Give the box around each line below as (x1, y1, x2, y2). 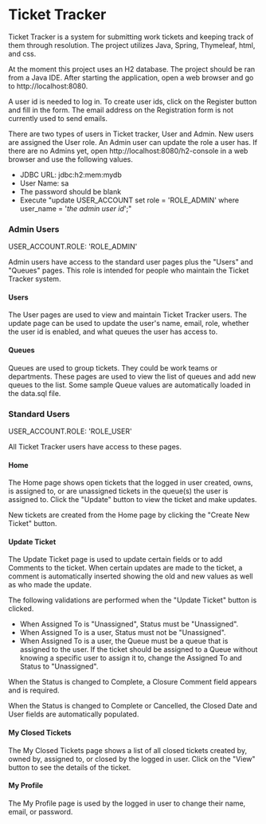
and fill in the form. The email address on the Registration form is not (8, 105, 233, 115)
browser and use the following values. (8, 154, 133, 164)
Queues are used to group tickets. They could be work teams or (8, 363, 217, 372)
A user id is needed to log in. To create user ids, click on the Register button (8, 96, 257, 106)
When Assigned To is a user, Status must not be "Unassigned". (19, 628, 226, 638)
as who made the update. (8, 580, 92, 590)
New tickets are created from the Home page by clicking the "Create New (8, 510, 250, 520)
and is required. (8, 685, 60, 695)
